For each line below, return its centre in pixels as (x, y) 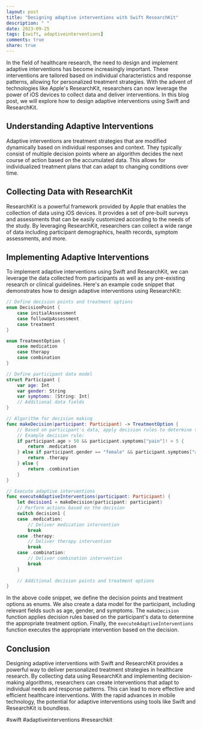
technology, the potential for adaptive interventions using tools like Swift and (101, 702)
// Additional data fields (51, 402)
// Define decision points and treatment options (70, 302)
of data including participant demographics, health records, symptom (92, 232)
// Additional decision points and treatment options (86, 581)
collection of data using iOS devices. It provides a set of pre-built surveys (97, 213)
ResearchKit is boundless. (38, 708)
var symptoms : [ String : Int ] (54, 396)
